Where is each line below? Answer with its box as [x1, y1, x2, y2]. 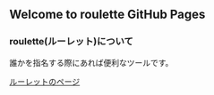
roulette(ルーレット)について [9, 36, 134, 48]
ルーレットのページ [9, 75, 81, 87]
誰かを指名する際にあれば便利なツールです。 [9, 57, 174, 67]
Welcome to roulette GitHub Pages [9, 7, 206, 22]
